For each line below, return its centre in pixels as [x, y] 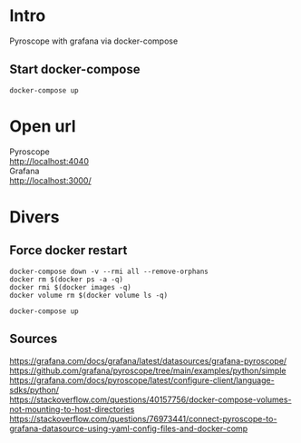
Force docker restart [68, 251]
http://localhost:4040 [49, 161]
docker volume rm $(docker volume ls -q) [89, 295]
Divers [34, 217]
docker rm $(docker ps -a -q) [67, 279]
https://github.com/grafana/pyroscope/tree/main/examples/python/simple [148, 370]
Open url [43, 126]
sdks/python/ [34, 389]
